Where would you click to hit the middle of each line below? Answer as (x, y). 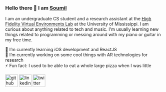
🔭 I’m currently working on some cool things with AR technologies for (76, 55)
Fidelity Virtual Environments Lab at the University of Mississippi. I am (77, 24)
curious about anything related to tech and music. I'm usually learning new (82, 29)
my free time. (19, 40)
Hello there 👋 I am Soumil (36, 8)
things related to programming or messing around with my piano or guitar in (83, 35)
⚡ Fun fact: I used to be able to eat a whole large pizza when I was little (78, 66)
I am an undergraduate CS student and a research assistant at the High (78, 19)
